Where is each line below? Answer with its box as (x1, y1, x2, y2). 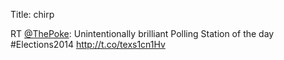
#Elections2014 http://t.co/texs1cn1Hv (10, 39, 166, 50)
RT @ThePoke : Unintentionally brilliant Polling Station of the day (10, 28, 275, 39)
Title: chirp (10, 9, 55, 20)
